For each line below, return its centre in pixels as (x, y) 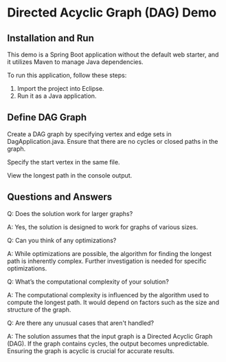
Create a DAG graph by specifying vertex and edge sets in (89, 134)
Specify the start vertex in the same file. (64, 162)
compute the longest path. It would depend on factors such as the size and (113, 302)
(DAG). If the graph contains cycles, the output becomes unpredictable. (108, 343)
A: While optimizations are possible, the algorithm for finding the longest (109, 253)
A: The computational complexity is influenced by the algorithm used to (108, 295)
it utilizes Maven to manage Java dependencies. (75, 62)
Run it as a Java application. (57, 96)
